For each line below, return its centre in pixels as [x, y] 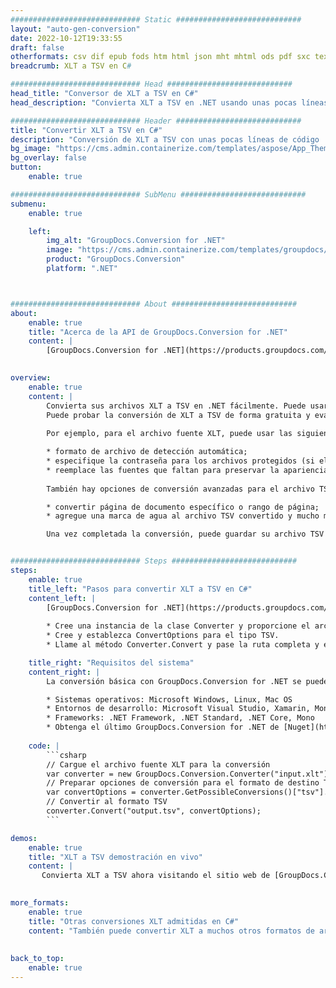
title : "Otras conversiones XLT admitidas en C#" [134, 921]
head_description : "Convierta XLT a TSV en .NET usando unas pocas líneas [169, 102]
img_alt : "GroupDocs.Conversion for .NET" [136, 241]
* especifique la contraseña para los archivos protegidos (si [180, 461]
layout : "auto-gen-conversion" [75, 29]
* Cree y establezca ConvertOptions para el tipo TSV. [163, 636]
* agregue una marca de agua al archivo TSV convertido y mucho [183, 516]
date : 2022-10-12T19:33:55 [66, 38]
